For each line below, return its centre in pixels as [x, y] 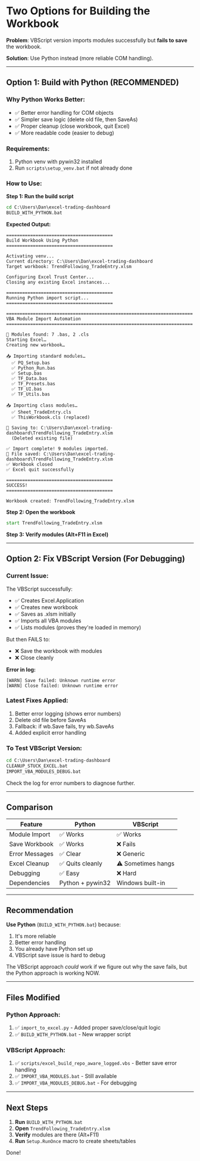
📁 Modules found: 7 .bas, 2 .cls [48, 334]
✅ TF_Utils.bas [31, 394]
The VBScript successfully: [39, 589]
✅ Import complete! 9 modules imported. [57, 449]
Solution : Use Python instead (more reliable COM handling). [80, 58]
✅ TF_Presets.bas [33, 383]
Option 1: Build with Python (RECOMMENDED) [93, 83]
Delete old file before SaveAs [50, 720]
